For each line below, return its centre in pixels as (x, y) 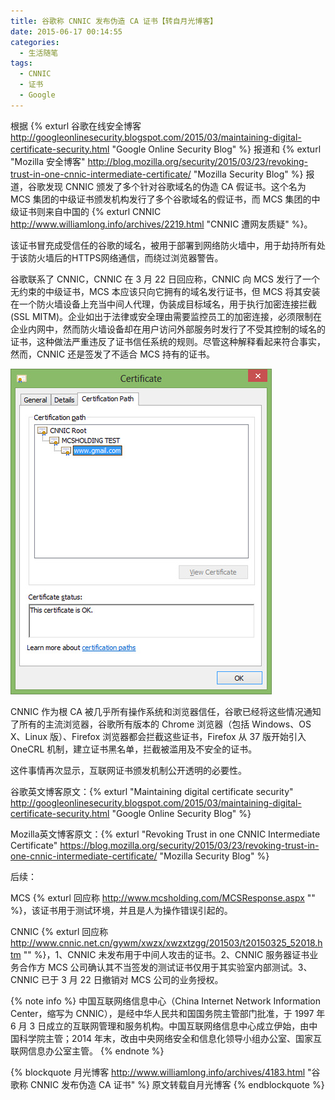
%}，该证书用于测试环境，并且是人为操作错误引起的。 (121, 910)
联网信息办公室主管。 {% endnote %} (87, 1051)
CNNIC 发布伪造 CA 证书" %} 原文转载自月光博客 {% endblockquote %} (177, 1084)
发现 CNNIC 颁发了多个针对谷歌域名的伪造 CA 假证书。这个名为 (175, 186)
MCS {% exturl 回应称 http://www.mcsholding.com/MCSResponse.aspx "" (163, 897)
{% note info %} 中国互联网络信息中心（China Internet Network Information (165, 1001)
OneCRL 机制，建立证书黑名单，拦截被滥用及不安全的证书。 (134, 749)
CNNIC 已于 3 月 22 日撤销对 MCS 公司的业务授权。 (117, 979)
